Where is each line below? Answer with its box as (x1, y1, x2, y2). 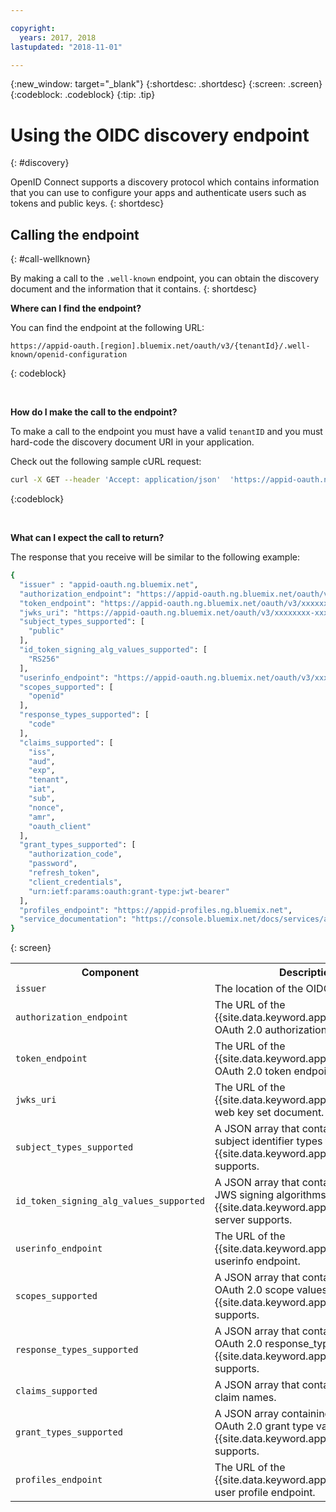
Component (81, 966, 140, 980)
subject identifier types (214, 1134, 323, 1148)
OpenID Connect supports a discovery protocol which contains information (10, 176, 320, 188)
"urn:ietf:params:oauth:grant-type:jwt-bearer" (28, 886, 230, 896)
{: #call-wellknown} (10, 253, 91, 265)
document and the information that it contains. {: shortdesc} (10, 283, 258, 295)
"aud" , (28, 756, 56, 766)
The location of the (214, 982, 304, 996)
